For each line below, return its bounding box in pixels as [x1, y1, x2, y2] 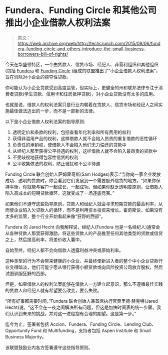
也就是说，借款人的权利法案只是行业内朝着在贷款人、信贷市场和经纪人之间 [5, 101, 158, 107]
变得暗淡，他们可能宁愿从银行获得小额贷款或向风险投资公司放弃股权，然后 [9, 264, 163, 270]
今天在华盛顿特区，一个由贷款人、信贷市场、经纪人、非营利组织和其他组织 [5, 61, 158, 67]
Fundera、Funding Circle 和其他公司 [5, 5, 156, 16]
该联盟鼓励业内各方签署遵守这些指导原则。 [5, 344, 93, 350]
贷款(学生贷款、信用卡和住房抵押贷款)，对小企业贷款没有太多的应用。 [13, 91, 157, 97]
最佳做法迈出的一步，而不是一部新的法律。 [9, 107, 97, 113]
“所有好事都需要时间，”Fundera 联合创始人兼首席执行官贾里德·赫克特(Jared [5, 298, 158, 304]
